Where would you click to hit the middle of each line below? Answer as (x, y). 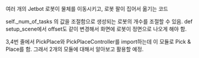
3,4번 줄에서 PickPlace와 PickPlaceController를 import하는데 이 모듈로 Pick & (98, 42)
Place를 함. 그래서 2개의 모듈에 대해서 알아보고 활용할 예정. (75, 49)
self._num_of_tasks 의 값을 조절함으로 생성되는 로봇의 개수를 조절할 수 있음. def (99, 22)
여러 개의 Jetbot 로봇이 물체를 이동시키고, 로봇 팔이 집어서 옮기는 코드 (87, 9)
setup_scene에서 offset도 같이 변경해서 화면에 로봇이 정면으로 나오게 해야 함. (96, 29)
